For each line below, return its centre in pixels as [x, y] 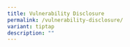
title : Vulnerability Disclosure [56, 13]
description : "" [31, 33]
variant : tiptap [31, 26]
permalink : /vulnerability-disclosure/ [65, 20]
